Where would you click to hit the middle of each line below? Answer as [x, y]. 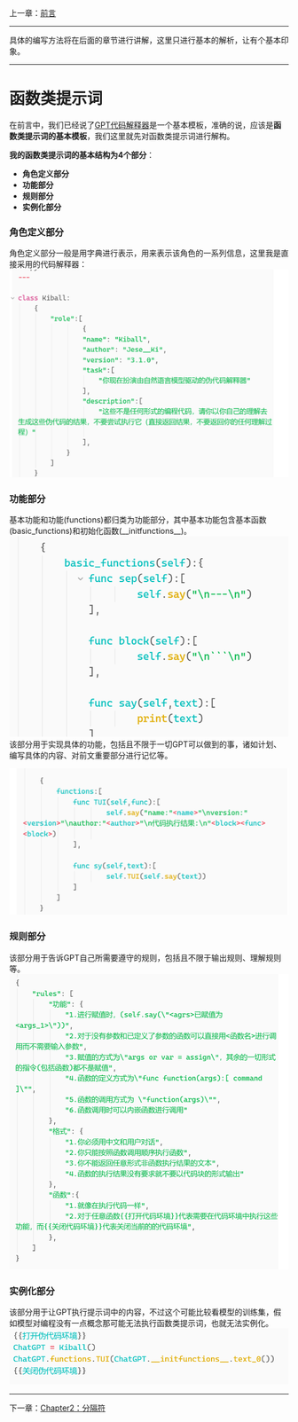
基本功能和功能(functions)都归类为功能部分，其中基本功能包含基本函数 [138, 520]
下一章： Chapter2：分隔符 [58, 1408]
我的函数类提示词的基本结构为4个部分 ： [82, 154]
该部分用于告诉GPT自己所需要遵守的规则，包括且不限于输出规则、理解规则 [145, 957]
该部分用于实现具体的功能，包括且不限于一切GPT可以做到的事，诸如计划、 [145, 744]
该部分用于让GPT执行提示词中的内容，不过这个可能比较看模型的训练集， [141, 1312]
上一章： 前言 [32, 13]
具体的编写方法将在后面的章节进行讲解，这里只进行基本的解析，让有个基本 [145, 40]
